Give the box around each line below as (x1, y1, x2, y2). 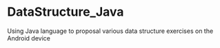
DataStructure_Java (7, 4, 124, 20)
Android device (7, 34, 50, 42)
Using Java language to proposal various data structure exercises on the (7, 27, 214, 35)
